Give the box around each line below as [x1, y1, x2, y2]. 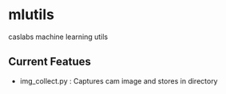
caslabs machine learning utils [8, 32, 109, 41]
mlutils [8, 6, 54, 24]
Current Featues [8, 55, 92, 69]
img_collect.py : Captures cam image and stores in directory [19, 76, 218, 85]
